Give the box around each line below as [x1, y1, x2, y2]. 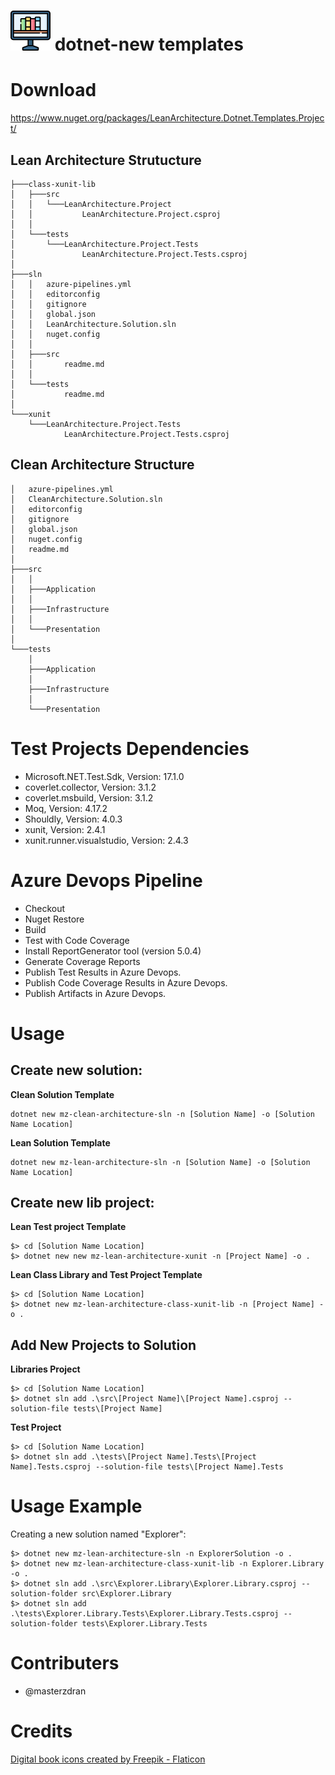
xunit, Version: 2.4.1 [24, 823, 106, 835]
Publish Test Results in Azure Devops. [24, 966, 182, 978]
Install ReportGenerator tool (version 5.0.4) [24, 945, 202, 957]
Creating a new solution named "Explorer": [10, 1528, 187, 1540]
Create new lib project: [10, 1195, 155, 1212]
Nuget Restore [24, 913, 85, 925]
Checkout [24, 902, 66, 914]
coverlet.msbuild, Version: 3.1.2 [24, 791, 154, 804]
